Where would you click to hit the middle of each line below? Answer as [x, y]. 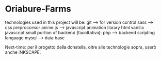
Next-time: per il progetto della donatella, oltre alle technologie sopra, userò [81, 47]
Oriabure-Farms [38, 9]
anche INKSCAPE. [23, 52]
